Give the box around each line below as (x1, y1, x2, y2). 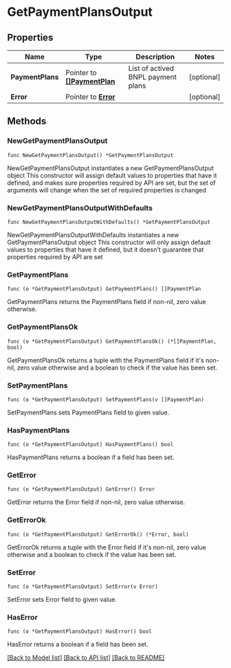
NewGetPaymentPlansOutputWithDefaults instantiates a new (7, 230, 179, 239)
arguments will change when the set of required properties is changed (7, 185, 206, 194)
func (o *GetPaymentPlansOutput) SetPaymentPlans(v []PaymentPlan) (7, 396, 205, 403)
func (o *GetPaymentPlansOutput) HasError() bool (7, 628, 153, 635)
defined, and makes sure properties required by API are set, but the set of (7, 179, 217, 187)
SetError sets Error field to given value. (7, 596, 118, 604)
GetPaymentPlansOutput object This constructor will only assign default (7, 238, 211, 246)
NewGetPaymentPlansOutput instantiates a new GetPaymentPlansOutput (7, 163, 214, 172)
